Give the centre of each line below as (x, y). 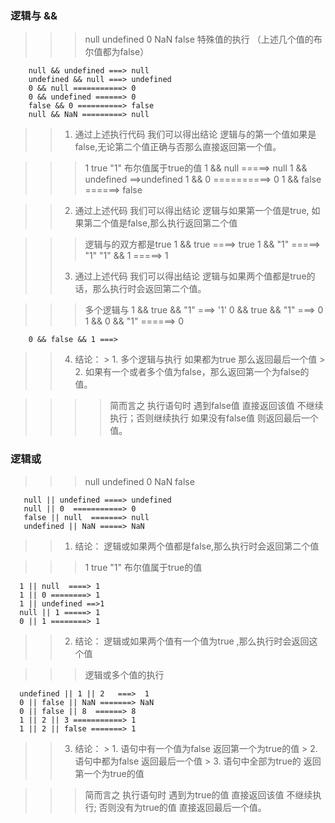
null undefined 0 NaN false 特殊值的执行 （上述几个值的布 (203, 39)
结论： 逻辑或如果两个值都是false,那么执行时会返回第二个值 (197, 546)
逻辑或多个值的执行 (124, 674)
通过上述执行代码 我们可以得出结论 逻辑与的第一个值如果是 (195, 134)
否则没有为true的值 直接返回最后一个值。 (182, 807)
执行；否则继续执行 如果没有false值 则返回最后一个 (214, 418)
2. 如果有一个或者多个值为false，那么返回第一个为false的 (192, 372)
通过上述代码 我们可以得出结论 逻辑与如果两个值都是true (190, 276)
